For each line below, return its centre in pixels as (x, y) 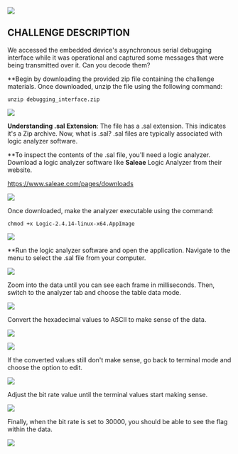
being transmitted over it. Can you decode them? (79, 65)
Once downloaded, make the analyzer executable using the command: (111, 210)
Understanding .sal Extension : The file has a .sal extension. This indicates (117, 126)
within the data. (30, 429)
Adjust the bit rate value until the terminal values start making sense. (108, 394)
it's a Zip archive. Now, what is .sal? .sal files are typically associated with (115, 133)
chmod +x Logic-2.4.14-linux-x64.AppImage (71, 224)
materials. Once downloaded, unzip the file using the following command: (115, 86)
